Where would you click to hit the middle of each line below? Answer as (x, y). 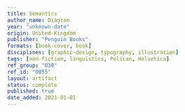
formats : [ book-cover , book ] (49, 46)
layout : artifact (32, 78)
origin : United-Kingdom (42, 33)
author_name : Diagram (39, 20)
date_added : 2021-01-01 (42, 98)
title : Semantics (32, 14)
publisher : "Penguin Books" (48, 40)
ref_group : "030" (32, 65)
